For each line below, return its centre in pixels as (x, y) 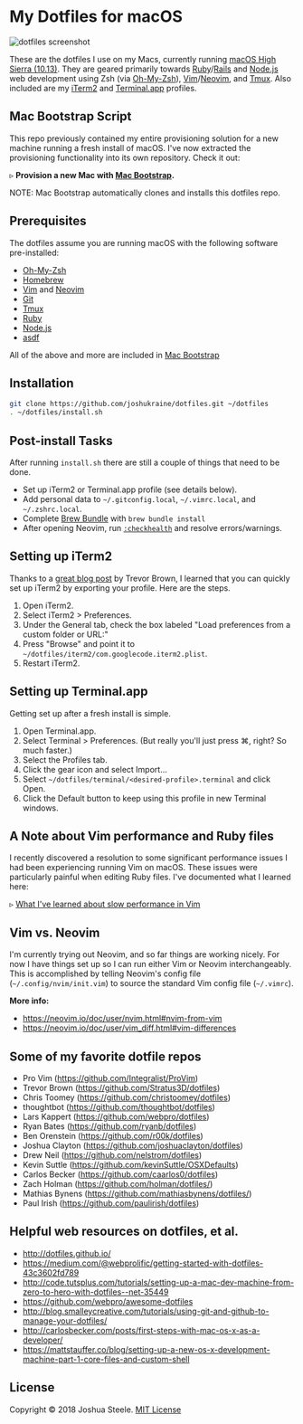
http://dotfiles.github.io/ (66, 1253)
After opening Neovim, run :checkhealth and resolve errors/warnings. (152, 527)
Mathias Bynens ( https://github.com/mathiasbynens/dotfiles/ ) (137, 1193)
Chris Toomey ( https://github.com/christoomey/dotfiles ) (126, 1097)
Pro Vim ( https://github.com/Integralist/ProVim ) (110, 1078)
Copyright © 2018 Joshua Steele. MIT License (95, 1410)
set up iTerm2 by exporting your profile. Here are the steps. (120, 588)
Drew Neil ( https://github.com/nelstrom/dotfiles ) (112, 1155)
